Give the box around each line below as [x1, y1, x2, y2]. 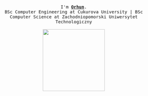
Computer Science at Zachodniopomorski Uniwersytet [9, 14, 138, 19]
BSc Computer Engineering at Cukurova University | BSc [4, 9, 143, 14]
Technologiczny [55, 19, 92, 24]
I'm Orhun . [60, 4, 87, 9]
